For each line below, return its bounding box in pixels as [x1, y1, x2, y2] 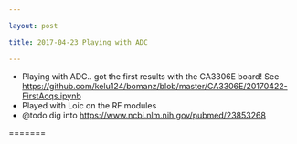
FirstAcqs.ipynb [21, 90, 81, 101]
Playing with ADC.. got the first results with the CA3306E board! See [21, 70, 280, 82]
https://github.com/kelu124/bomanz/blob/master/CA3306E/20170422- [21, 80, 289, 91]
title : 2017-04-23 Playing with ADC [8, 37, 148, 46]
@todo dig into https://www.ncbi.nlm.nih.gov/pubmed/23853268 [21, 109, 267, 120]
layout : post [8, 21, 58, 30]
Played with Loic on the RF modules [21, 99, 157, 110]
